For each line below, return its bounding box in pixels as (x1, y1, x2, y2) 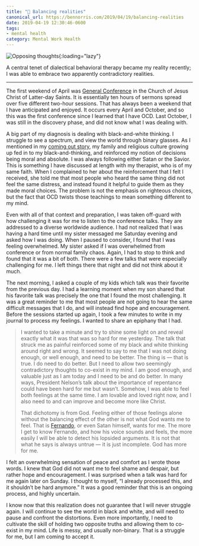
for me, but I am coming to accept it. (6, 533, 95, 540)
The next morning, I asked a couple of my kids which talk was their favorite (6, 279, 190, 286)
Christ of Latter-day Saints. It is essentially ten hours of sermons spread (6, 94, 182, 101)
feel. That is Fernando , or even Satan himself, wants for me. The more (20, 422, 191, 429)
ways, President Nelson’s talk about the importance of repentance (20, 379, 182, 386)
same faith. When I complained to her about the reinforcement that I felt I (6, 168, 184, 175)
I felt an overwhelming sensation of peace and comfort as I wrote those (6, 459, 181, 465)
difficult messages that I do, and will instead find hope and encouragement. (6, 305, 191, 311)
